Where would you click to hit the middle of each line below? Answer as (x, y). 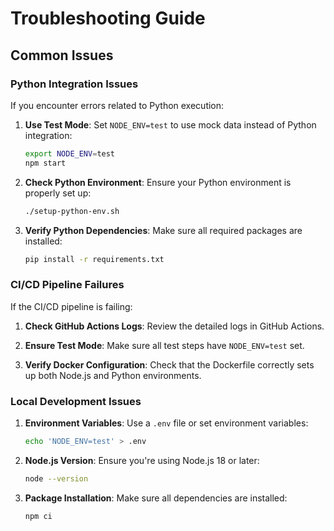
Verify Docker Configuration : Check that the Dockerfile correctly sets (169, 364)
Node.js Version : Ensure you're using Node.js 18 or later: (142, 460)
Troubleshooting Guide (108, 18)
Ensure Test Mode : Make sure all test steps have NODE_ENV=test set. (164, 345)
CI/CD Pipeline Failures (67, 285)
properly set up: (58, 193)
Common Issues (62, 55)
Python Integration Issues (74, 84)
